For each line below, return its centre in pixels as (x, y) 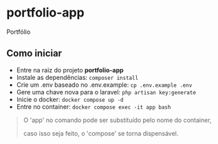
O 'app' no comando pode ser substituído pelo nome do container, (117, 120)
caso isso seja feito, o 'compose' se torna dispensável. (101, 133)
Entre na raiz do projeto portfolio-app (70, 70)
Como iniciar (34, 53)
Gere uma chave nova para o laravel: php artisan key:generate (106, 92)
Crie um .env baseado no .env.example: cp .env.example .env (104, 85)
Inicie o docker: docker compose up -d (70, 99)
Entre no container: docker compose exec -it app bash (94, 106)
